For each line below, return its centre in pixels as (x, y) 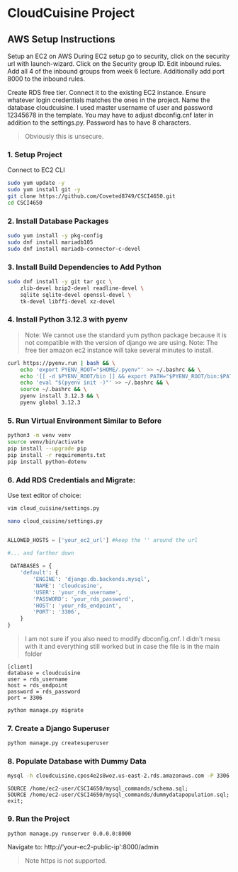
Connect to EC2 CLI (36, 170)
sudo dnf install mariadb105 (50, 242)
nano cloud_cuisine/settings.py (55, 521)
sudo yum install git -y (44, 190)
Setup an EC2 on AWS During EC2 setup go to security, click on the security (119, 56)
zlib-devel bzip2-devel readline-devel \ (82, 288)
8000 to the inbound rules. (46, 79)
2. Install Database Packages (58, 221)
